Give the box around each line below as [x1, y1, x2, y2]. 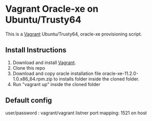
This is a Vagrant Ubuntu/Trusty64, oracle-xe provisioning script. [5, 31, 142, 37]
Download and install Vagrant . [12, 59, 76, 66]
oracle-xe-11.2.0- [102, 70, 139, 76]
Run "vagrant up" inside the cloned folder [12, 81, 101, 87]
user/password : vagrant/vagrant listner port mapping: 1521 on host [5, 110, 147, 116]
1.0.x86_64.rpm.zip [12, 75, 53, 82]
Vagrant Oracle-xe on [5, 3, 99, 15]
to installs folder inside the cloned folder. [53, 75, 140, 82]
